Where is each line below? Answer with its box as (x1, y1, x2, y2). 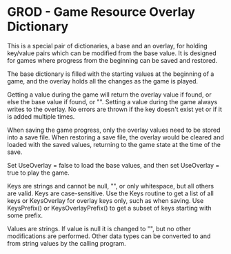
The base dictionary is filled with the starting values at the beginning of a (7, 70, 214, 78)
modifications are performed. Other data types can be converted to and (7, 232, 211, 240)
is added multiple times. (7, 112, 75, 121)
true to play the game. (7, 168, 70, 177)
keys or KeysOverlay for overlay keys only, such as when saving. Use (7, 196, 204, 204)
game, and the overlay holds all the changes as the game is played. (7, 77, 199, 85)
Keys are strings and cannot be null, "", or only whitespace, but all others (7, 182, 214, 190)
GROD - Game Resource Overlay (7, 4, 195, 20)
